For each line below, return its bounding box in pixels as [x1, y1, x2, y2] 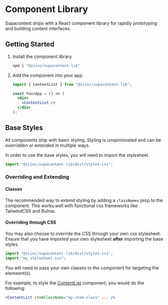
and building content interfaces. [5, 25, 71, 31]
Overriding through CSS [5, 220, 57, 226]
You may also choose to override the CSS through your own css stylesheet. [5, 230, 161, 237]
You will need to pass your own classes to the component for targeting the [5, 265, 159, 271]
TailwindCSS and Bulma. [5, 208, 56, 214]
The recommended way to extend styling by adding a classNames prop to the [5, 197, 163, 203]
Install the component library [12, 53, 72, 59]
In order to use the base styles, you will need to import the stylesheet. [5, 152, 149, 158]
